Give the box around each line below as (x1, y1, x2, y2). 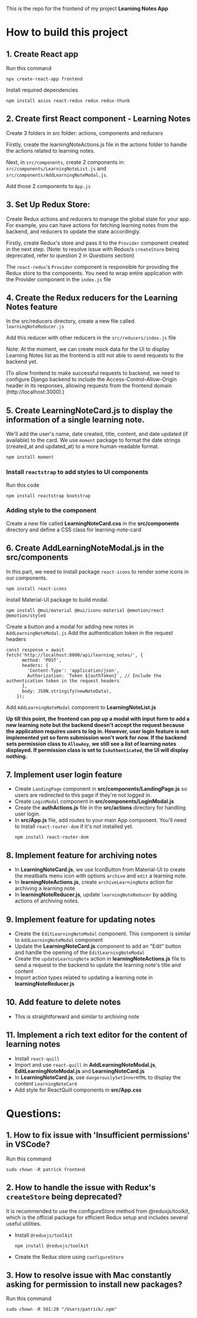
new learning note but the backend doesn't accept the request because (6, 721, 185, 728)
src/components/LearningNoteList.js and (6, 165, 107, 172)
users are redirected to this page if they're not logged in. (14, 791, 152, 798)
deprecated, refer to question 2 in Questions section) (6, 252, 135, 259)
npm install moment (6, 454, 54, 461)
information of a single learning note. (6, 415, 145, 425)
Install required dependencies (6, 87, 78, 93)
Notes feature (6, 302, 58, 312)
